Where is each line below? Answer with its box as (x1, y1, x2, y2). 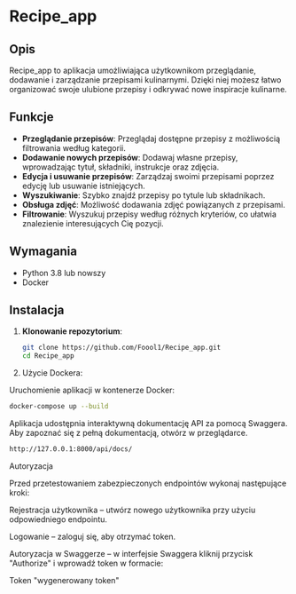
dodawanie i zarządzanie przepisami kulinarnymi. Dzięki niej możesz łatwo (9, 75, 282, 85)
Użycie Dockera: (21, 368, 83, 378)
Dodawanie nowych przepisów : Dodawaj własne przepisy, (21, 152, 238, 162)
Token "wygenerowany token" (9, 574, 120, 585)
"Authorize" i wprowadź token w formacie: (9, 558, 164, 568)
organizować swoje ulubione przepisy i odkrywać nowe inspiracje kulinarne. (9, 84, 288, 94)
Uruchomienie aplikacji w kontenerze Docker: (9, 384, 175, 396)
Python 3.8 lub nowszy (21, 267, 106, 278)
